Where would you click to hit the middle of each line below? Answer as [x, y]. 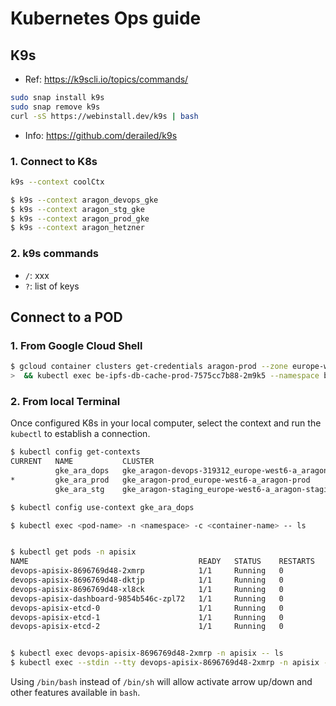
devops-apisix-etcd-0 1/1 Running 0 [147, 608]
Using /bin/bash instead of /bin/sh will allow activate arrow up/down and [161, 682]
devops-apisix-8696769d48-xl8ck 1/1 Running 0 [147, 589]
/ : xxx [37, 275]
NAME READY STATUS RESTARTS [162, 562]
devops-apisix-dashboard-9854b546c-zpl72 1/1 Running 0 [147, 598]
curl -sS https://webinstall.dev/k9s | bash [104, 116]
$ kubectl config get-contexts [75, 452]
